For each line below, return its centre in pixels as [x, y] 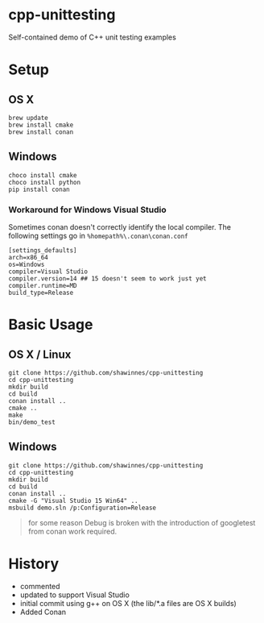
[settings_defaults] [43, 251]
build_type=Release [41, 293]
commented [40, 586]
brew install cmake [41, 125]
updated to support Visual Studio [75, 595]
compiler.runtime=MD [43, 286]
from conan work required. [72, 531]
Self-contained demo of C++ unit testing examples [93, 37]
